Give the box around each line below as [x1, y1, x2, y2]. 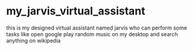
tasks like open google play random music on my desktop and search [6, 30, 179, 37]
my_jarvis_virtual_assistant [6, 4, 146, 18]
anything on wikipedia [6, 37, 61, 44]
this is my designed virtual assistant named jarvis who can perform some [6, 24, 188, 31]
